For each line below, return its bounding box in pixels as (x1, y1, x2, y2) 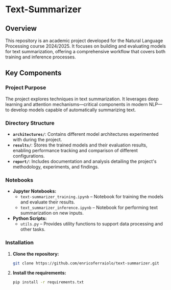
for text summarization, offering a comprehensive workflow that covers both (5, 49, 166, 54)
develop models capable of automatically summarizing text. (10, 107, 136, 113)
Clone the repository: (12, 251, 59, 257)
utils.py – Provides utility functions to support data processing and (20, 221, 163, 227)
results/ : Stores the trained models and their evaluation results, (12, 142, 148, 148)
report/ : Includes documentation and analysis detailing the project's (12, 158, 157, 164)
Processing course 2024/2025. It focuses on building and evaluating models (5, 43, 166, 49)
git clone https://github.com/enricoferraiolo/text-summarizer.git (12, 260, 159, 266)
